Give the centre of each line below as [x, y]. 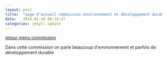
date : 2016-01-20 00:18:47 [35, 19]
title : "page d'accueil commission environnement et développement [78, 14]
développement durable [30, 53]
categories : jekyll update [33, 24]
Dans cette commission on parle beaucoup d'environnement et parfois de [81, 47]
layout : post [19, 10]
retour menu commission [31, 38]
